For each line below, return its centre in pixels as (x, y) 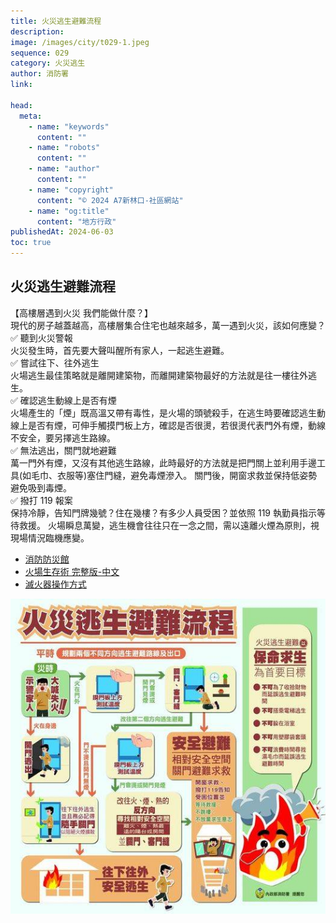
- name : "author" (64, 169)
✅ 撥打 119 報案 (41, 500)
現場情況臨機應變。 (50, 537)
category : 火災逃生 (48, 63)
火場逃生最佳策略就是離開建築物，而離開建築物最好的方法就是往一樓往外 (159, 375)
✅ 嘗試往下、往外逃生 (55, 362)
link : (21, 85)
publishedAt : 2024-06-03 (62, 232)
